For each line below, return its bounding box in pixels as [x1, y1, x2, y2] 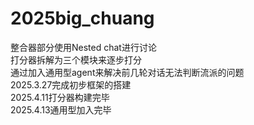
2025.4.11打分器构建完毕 [10, 91, 110, 103]
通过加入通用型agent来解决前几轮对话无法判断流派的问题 [10, 66, 245, 78]
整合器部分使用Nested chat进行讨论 [10, 41, 157, 53]
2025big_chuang [10, 7, 155, 30]
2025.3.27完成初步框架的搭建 [10, 78, 132, 91]
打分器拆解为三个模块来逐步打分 [10, 53, 142, 66]
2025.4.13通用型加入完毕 [10, 103, 112, 116]
